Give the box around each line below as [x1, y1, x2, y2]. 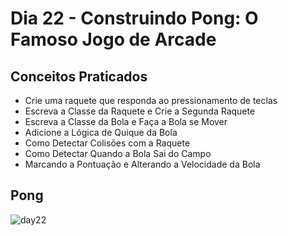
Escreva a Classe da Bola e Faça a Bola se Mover [24, 116, 228, 127]
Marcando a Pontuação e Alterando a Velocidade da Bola [24, 158, 261, 170]
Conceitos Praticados [10, 68, 148, 85]
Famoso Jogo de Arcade [10, 28, 217, 51]
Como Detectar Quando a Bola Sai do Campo [24, 148, 212, 159]
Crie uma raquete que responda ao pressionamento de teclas [24, 95, 278, 106]
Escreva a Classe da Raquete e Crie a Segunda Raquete [24, 105, 256, 117]
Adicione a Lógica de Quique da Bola [24, 127, 178, 138]
